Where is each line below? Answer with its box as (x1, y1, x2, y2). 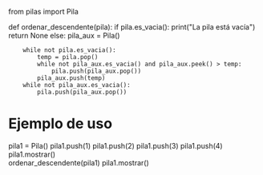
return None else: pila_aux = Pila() (8, 31, 120, 40)
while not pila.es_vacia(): (22, 46, 116, 54)
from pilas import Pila (8, 7, 79, 16)
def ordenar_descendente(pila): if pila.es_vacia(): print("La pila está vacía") (8, 22, 256, 31)
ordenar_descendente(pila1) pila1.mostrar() (8, 157, 150, 167)
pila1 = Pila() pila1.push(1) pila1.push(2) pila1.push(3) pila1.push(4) (8, 141, 223, 150)
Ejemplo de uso (8, 115, 113, 133)
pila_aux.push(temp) (37, 74, 106, 82)
